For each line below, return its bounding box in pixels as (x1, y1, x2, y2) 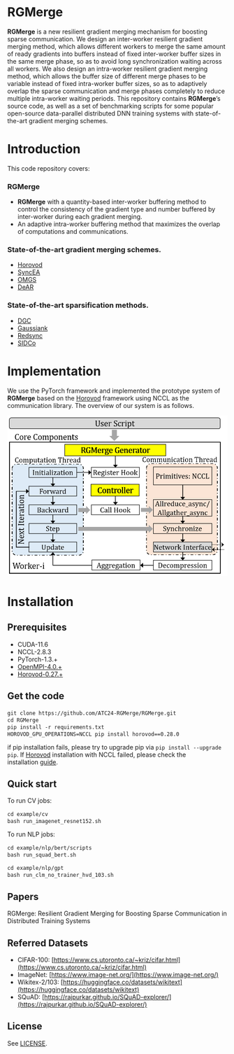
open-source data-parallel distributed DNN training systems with (7, 109, 194, 118)
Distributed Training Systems (7, 917, 91, 925)
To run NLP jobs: (7, 830, 56, 838)
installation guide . (7, 757, 58, 766)
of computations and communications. (17, 227, 129, 236)
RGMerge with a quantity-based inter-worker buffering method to (17, 197, 207, 206)
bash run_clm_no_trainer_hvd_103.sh (7, 872, 114, 879)
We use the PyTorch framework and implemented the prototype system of (7, 386, 221, 395)
